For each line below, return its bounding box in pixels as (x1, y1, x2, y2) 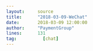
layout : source (6, 8, 54, 15)
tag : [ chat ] (6, 36, 59, 42)
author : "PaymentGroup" (6, 25, 75, 31)
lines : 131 (6, 30, 46, 36)
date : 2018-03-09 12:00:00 (6, 19, 88, 25)
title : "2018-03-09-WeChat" (6, 14, 88, 20)
